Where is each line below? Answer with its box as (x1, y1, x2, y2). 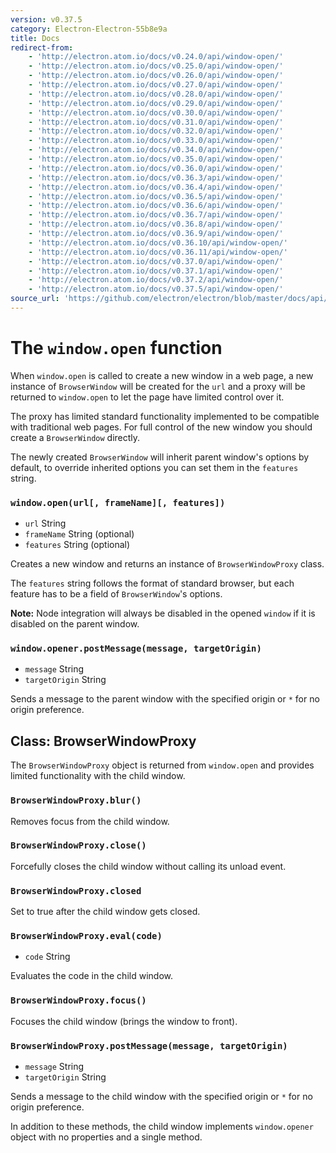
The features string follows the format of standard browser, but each (10, 577, 295, 590)
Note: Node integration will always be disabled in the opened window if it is (10, 607, 316, 620)
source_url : (10, 294, 60, 304)
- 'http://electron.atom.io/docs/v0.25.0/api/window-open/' (28, 61, 284, 71)
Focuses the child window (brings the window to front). (10, 1015, 238, 1027)
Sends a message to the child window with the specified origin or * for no (10, 1091, 313, 1102)
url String (24, 517, 67, 530)
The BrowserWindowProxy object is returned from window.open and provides (10, 759, 315, 771)
